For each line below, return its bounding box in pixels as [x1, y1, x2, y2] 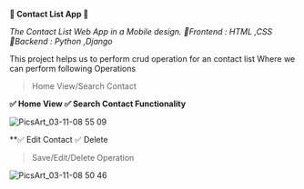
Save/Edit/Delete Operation [31, 153, 135, 163]
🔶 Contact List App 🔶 [9, 9, 89, 19]
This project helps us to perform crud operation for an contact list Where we [9, 54, 296, 64]
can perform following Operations [9, 64, 137, 74]
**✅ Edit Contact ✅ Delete [9, 134, 108, 144]
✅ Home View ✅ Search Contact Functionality [9, 98, 187, 109]
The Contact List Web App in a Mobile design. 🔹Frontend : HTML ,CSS [9, 26, 273, 36]
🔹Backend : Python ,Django [9, 36, 114, 46]
